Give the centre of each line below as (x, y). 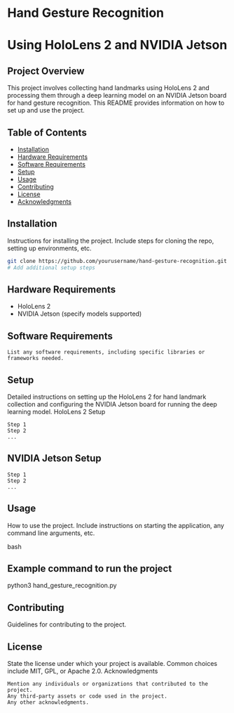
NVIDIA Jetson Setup (54, 458)
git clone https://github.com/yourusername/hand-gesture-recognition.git (117, 261)
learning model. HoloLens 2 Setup (56, 412)
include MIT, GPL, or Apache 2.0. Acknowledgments (83, 671)
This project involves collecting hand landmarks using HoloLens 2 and (109, 88)
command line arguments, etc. (51, 533)
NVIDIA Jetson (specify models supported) (80, 314)
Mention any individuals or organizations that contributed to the (108, 684)
